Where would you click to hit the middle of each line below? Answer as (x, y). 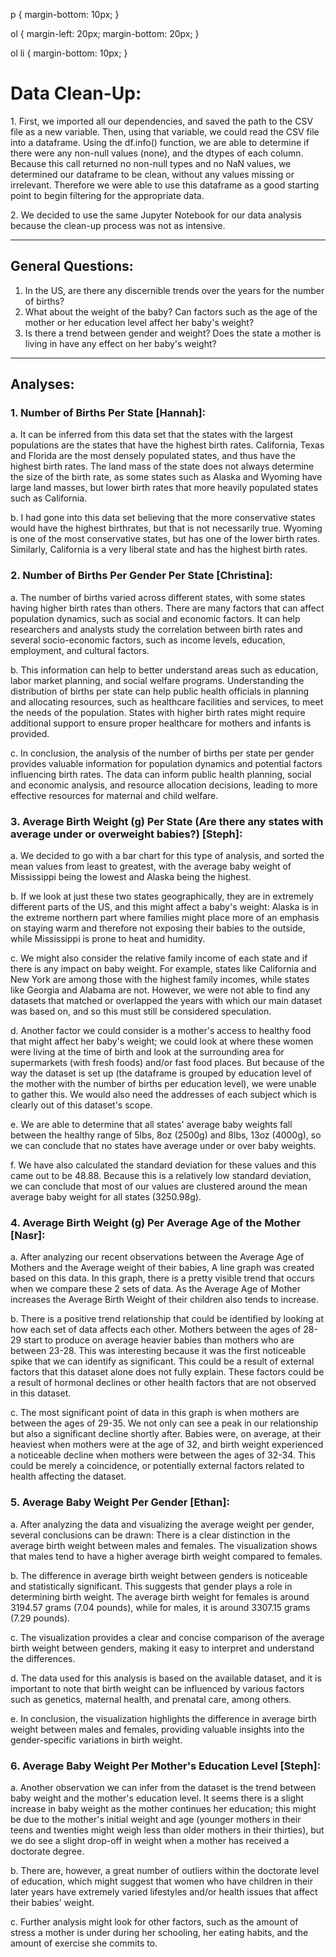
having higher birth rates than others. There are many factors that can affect (167, 608)
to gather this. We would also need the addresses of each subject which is (163, 1095)
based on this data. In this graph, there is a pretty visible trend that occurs (162, 1278)
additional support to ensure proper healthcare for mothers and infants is (161, 723)
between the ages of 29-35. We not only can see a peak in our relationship (164, 1423)
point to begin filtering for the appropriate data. (107, 195)
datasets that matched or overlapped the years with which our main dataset (166, 1001)
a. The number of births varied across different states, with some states (158, 597)
